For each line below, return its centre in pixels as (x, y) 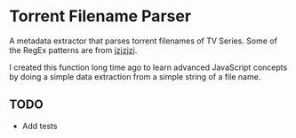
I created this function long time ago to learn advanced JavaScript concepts (148, 67)
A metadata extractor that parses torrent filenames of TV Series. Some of (144, 41)
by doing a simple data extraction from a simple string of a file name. (135, 76)
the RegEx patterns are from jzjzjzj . (73, 50)
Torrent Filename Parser (100, 16)
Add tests (40, 126)
